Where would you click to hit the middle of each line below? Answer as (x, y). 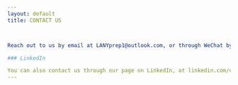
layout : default (31, 14)
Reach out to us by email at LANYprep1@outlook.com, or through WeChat (115, 45)
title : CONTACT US (34, 20)
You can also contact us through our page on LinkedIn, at (96, 71)
